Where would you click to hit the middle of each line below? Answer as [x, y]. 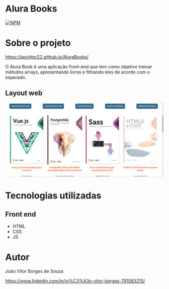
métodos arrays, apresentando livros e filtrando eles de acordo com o [77, 72]
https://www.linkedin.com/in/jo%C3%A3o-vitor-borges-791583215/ [75, 281]
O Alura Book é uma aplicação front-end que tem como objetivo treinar [79, 66]
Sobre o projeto [38, 43]
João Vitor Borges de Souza [34, 271]
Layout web [24, 93]
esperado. [16, 77]
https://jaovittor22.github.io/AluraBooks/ [47, 57]
